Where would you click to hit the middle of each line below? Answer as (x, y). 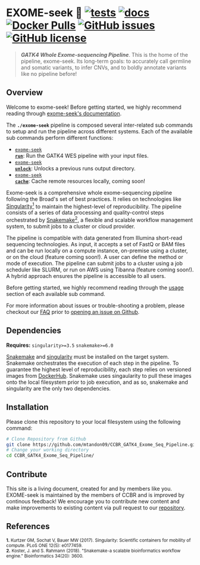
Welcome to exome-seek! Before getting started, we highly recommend (94, 107)
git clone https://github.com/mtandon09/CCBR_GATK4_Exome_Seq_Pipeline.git (102, 445)
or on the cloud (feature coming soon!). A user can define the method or (95, 257)
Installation (27, 407)
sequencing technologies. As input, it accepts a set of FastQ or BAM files (96, 245)
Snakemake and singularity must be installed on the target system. (88, 356)
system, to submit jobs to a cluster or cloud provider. (71, 227)
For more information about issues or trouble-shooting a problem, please (96, 306)
